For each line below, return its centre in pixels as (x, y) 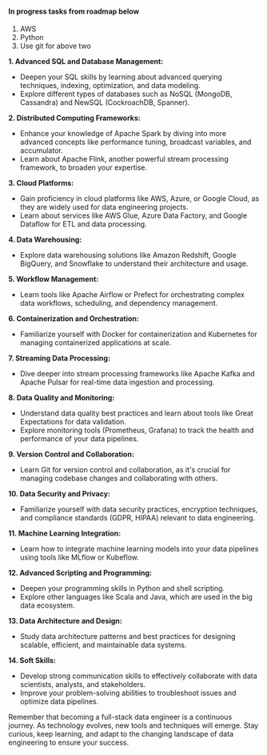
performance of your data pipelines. (79, 439)
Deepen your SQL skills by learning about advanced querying (121, 77)
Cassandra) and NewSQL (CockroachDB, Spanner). (105, 102)
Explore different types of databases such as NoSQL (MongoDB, (126, 94)
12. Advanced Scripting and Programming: (80, 573)
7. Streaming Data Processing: (59, 358)
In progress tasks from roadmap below (74, 11)
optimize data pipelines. (59, 701)
